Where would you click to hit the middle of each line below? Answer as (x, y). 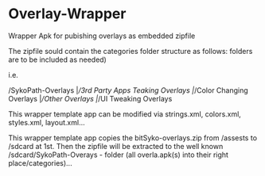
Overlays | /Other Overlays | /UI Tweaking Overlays (90, 98)
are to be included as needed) (58, 59)
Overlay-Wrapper (67, 14)
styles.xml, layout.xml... (47, 122)
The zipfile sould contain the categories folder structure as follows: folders (131, 51)
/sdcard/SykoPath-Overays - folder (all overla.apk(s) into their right (119, 155)
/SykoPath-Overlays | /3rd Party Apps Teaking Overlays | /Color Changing (128, 90)
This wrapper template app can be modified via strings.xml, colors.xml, (125, 114)
